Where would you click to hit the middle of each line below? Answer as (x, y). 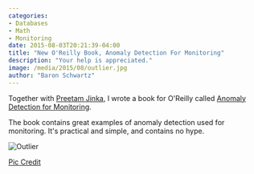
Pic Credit (25, 162)
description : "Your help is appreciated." (80, 61)
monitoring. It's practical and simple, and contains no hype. (107, 131)
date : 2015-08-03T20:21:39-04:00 (64, 46)
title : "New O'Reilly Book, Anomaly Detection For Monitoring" (117, 53)
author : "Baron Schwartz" (51, 75)
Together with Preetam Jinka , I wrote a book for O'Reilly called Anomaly (127, 98)
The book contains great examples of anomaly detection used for (117, 122)
